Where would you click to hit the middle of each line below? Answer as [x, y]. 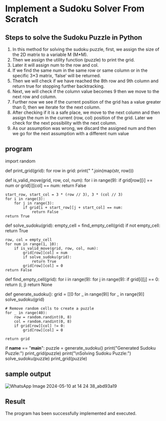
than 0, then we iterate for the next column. [56, 107]
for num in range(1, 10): [32, 244]
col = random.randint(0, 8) [43, 321]
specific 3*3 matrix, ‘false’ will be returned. [56, 76]
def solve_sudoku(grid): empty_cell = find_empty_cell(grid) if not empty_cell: [83, 225]
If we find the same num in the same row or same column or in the [80, 70]
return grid [17, 339]
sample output [28, 374]
